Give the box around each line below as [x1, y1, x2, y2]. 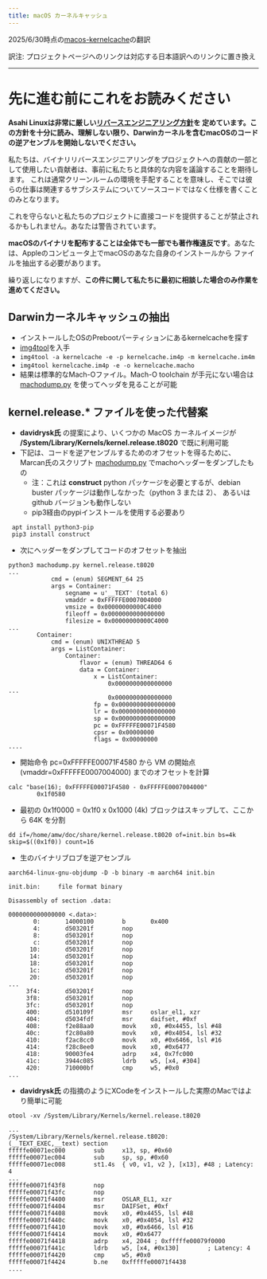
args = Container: [50, 582, 112, 590]
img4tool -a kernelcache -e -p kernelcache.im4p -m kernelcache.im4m [19, 354, 256, 362]
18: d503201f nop [29, 960, 133, 968]
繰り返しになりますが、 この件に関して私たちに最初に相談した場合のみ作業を [8, 275, 259, 284]
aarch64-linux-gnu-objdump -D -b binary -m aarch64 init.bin [8, 869, 215, 877]
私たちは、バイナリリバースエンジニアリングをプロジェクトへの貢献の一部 [8, 154, 252, 164]
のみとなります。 [8, 194, 64, 204]
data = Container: [79, 666, 141, 674]
